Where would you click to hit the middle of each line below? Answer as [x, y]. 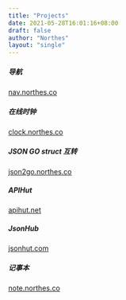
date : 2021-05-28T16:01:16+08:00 [63, 23]
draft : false [30, 30]
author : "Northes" [38, 38]
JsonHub [24, 228]
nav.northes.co [33, 92]
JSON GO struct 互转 [43, 151]
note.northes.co [34, 288]
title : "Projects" [38, 16]
